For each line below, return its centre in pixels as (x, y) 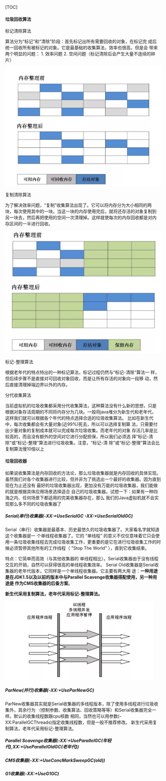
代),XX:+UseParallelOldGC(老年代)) (42, 747)
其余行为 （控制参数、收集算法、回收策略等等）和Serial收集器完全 (85, 710)
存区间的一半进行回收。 (29, 223)
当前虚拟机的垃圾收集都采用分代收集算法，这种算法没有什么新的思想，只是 (81, 405)
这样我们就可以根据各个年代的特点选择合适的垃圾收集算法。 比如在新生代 (79, 418)
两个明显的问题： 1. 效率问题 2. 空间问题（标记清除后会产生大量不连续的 (78, 54)
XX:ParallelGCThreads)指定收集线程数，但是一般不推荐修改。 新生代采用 (79, 722)
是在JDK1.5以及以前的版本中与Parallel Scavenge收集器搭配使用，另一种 (79, 577)
